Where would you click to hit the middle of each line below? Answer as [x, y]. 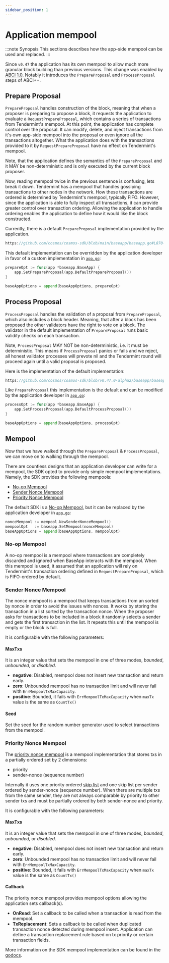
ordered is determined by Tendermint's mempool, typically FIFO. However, [82, 197]
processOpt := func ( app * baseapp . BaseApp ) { [53, 404]
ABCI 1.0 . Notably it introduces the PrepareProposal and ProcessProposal [80, 75]
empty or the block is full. [32, 627]
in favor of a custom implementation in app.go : [53, 259]
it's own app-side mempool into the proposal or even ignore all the [74, 135]
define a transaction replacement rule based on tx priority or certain [83, 935]
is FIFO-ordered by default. [33, 577]
